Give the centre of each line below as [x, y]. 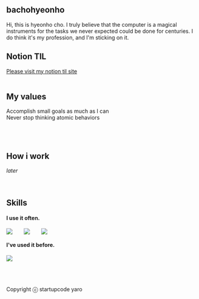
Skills [17, 203]
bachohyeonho [35, 10]
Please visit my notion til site [42, 71]
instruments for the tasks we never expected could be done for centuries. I [99, 31]
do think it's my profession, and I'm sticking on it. [68, 37]
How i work [28, 156]
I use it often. [23, 218]
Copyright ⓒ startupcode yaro [45, 289]
